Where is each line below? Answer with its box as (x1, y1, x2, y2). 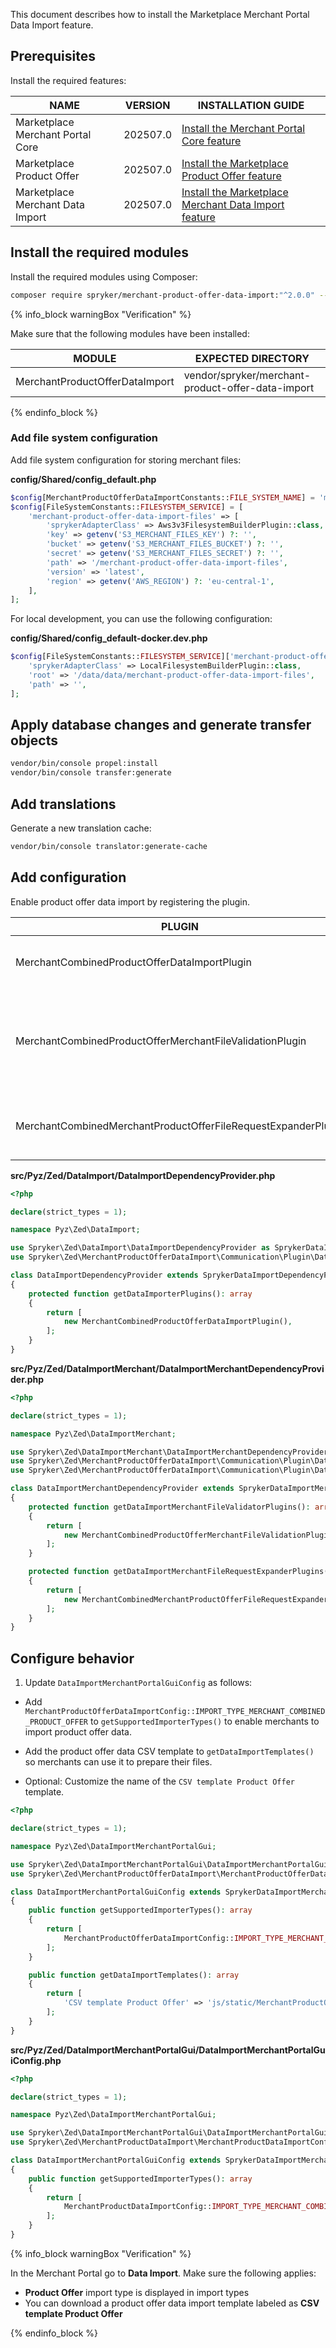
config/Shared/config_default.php (10, 473, 157, 485)
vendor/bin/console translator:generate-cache (10, 842, 208, 852)
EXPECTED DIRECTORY (194, 351, 310, 365)
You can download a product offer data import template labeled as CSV (24, 2297, 320, 2309)
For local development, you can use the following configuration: (10, 613, 273, 625)
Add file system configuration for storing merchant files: (10, 454, 242, 466)
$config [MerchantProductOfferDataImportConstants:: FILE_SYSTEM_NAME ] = (10, 492, 315, 503)
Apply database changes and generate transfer (10, 717, 312, 734)
